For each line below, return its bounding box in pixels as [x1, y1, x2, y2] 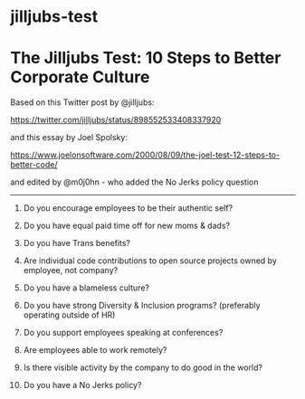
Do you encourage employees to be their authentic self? [23, 203, 234, 214]
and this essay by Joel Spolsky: [10, 132, 128, 143]
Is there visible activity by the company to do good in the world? [23, 362, 263, 373]
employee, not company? [23, 265, 119, 276]
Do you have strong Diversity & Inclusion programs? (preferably [23, 300, 261, 311]
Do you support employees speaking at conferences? [23, 328, 224, 338]
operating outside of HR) [23, 309, 116, 320]
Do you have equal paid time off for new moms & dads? [23, 220, 230, 232]
